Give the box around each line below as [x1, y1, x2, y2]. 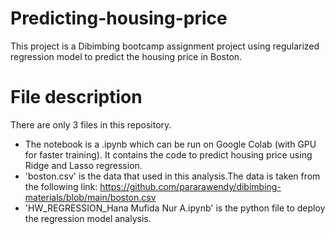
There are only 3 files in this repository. [10, 118, 172, 131]
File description [10, 86, 143, 109]
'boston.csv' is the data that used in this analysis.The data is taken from [24, 170, 321, 182]
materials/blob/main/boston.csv [24, 191, 157, 203]
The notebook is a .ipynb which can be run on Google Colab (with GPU [24, 138, 317, 150]
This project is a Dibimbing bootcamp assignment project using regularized [10, 40, 320, 52]
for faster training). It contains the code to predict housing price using [24, 148, 313, 161]
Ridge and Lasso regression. [24, 159, 143, 171]
